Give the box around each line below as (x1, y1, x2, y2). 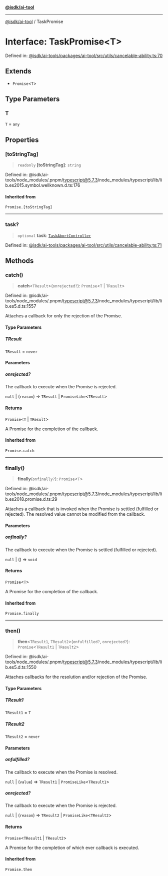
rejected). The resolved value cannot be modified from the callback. (5, 511, 145, 517)
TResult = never (5, 348, 38, 354)
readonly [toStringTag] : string (17, 162, 81, 168)
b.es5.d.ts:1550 (5, 664, 36, 670)
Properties (5, 135, 39, 144)
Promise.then (5, 867, 32, 872)
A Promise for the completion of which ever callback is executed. (5, 845, 139, 851)
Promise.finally (5, 611, 39, 616)
